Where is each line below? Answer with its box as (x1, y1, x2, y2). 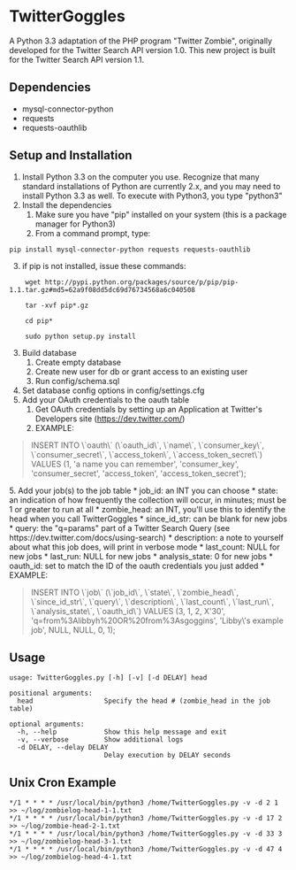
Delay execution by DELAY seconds (103, 751, 231, 760)
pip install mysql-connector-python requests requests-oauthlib (9, 245, 251, 254)
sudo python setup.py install (25, 332, 137, 341)
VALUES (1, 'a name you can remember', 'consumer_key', (30, 458, 239, 469)
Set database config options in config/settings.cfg (21, 385, 205, 396)
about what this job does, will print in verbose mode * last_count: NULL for (9, 542, 280, 552)
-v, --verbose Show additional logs (17, 735, 184, 744)
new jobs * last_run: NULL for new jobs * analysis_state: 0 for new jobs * (9, 550, 274, 561)
